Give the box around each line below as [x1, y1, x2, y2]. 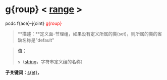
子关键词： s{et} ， [5, 69, 42, 75]
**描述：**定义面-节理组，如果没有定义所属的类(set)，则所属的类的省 [17, 30, 162, 36]
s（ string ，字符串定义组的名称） [17, 58, 85, 64]
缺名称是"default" [17, 37, 54, 43]
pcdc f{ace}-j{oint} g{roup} [5, 20, 62, 26]
